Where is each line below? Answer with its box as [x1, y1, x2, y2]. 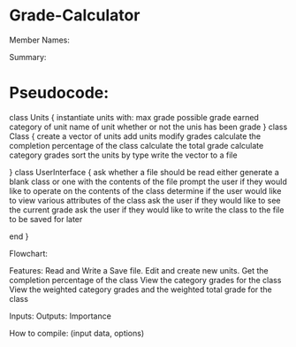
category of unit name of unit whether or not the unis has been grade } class [9, 121, 288, 132]
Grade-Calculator [9, 5, 140, 26]
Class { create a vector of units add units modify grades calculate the [9, 130, 262, 142]
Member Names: [9, 35, 71, 45]
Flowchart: [9, 248, 49, 258]
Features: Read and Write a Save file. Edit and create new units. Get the [9, 265, 269, 275]
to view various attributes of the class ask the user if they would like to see [9, 195, 281, 205]
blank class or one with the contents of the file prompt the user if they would [9, 176, 287, 187]
